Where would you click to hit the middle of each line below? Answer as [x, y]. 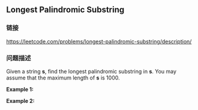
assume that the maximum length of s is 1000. [63, 78]
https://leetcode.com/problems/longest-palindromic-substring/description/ [99, 41]
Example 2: [20, 100]
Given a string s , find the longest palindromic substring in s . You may [91, 71]
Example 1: [20, 89]
